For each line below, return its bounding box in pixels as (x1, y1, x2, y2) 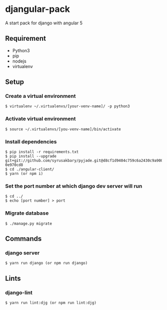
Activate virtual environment (5, 115, 76, 122)
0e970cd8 (5, 162, 23, 167)
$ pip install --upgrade (5, 154, 57, 159)
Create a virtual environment (5, 93, 76, 100)
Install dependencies (5, 138, 57, 145)
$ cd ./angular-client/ (5, 167, 55, 172)
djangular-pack (5, 3, 71, 15)
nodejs (12, 58, 26, 64)
